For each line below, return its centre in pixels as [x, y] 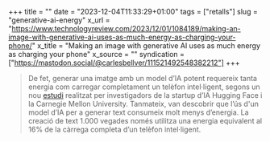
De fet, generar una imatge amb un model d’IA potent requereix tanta [143, 78]
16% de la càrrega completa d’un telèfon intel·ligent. [114, 129]
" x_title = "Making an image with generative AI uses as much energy [146, 46]
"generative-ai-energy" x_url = [59, 20]
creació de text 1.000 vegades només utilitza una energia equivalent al [145, 121]
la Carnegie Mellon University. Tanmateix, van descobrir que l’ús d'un [143, 104]
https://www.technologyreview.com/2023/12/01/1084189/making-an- [127, 28]
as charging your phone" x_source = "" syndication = [97, 54]
